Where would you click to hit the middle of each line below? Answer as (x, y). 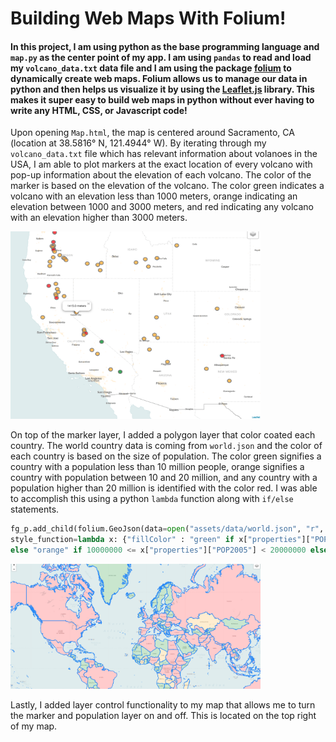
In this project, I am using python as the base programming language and (165, 46)
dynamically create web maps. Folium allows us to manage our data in (159, 78)
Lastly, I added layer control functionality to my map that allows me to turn (163, 705)
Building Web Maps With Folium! (148, 18)
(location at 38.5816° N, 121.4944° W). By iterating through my (138, 143)
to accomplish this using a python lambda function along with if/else (152, 499)
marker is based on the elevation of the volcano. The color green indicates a (167, 186)
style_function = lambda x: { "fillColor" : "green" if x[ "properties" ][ (160, 540)
